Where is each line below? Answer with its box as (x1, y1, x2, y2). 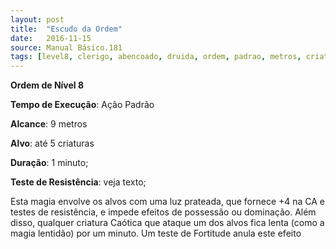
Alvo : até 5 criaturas (10, 137, 95, 150)
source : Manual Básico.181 (10, 42, 123, 53)
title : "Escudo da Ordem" (10, 24, 123, 34)
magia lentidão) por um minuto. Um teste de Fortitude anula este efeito (10, 227, 302, 240)
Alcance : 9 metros (10, 118, 88, 130)
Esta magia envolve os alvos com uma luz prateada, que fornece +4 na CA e (10, 196, 326, 208)
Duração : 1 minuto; (10, 157, 89, 169)
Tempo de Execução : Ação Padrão (10, 99, 155, 111)
